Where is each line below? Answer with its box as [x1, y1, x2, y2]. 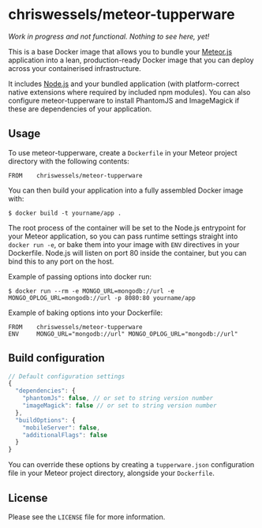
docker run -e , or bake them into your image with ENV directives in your [8, 239, 240, 249]
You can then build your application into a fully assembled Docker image [8, 185, 243, 195]
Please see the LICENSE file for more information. [8, 512, 166, 522]
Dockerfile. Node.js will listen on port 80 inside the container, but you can [8, 248, 247, 257]
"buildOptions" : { [15, 416, 77, 424]
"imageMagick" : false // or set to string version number [22, 402, 217, 410]
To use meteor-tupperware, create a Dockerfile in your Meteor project [8, 148, 238, 157]
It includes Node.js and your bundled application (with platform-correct [8, 79, 240, 88]
